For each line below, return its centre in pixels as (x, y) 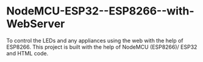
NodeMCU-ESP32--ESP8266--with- (100, 11)
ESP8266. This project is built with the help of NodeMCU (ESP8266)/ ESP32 (102, 47)
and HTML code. (27, 53)
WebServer (36, 24)
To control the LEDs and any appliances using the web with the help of (95, 40)
